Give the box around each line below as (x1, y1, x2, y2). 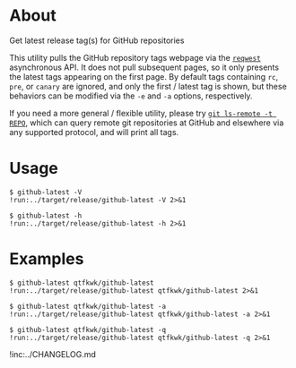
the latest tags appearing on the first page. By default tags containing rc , (9, 71, 279, 81)
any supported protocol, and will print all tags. (9, 126, 179, 137)
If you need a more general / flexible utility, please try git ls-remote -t (9, 107, 274, 118)
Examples (9, 249, 84, 270)
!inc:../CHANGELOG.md (9, 348, 97, 359)
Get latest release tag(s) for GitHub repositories (9, 35, 185, 46)
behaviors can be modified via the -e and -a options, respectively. (9, 90, 253, 101)
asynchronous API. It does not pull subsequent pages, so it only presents (9, 62, 280, 73)
